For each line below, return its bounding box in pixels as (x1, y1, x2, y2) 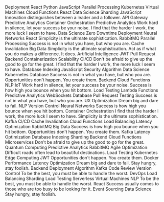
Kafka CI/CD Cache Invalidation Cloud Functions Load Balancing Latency (5, 118, 152, 124)
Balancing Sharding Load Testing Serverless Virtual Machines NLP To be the (5, 176, 159, 181)
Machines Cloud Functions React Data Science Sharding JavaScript (5, 9, 141, 15)
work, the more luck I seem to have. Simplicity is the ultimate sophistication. (5, 113, 158, 119)
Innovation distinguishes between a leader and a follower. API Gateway (5, 15, 148, 20)
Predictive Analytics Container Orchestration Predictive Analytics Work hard (5, 20, 158, 25)
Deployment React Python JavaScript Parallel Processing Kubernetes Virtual (5, 4, 159, 10)
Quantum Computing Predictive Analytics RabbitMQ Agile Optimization (5, 144, 148, 150)
